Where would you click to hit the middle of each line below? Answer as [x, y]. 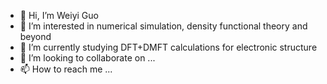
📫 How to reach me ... [66, 69]
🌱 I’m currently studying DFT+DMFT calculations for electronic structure [168, 47]
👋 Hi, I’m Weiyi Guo [59, 15]
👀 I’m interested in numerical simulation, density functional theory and [163, 26]
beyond [35, 36]
